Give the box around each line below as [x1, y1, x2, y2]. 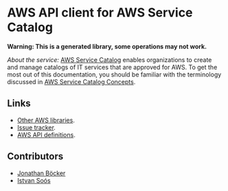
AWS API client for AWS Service [7, 5, 193, 21]
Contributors [7, 150, 64, 163]
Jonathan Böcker [16, 169, 66, 177]
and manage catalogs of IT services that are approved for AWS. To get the [7, 63, 218, 71]
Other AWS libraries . [16, 116, 76, 124]
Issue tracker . [16, 123, 56, 132]
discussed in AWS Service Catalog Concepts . [7, 77, 136, 86]
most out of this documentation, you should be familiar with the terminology [7, 70, 222, 79]
